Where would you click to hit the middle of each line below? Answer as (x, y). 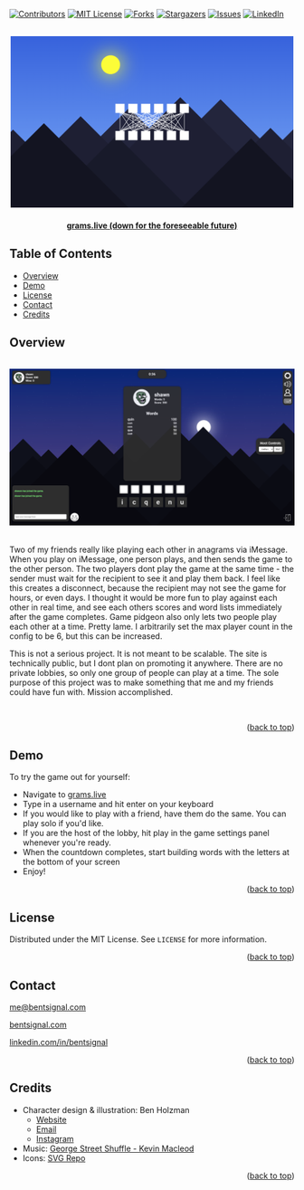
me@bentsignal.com (47, 1007)
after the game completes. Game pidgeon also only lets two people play (143, 616)
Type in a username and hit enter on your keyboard (118, 804)
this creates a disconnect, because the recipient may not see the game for (148, 587)
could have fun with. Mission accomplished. (91, 691)
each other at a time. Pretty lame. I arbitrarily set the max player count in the (151, 626)
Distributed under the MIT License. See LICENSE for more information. (138, 939)
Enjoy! (34, 871)
